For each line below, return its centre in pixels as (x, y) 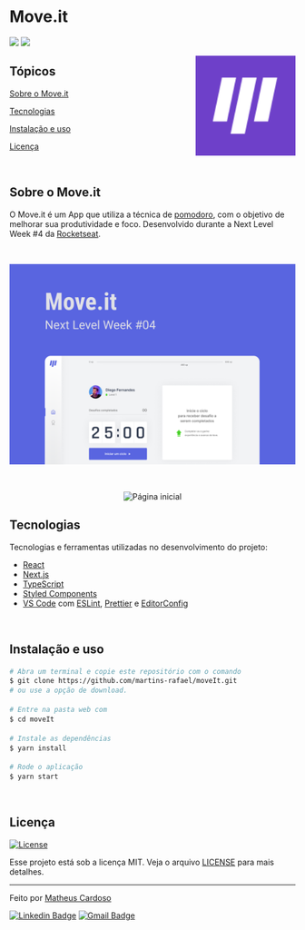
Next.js (36, 574)
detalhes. (27, 871)
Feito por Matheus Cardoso (60, 897)
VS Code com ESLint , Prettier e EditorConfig (105, 603)
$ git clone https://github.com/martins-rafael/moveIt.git (123, 681)
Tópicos (33, 71)
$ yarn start (34, 777)
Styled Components (60, 593)
